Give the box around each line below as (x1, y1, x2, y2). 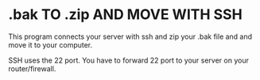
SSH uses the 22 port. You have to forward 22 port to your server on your (8, 55, 249, 65)
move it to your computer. (8, 40, 93, 49)
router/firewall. (8, 63, 56, 73)
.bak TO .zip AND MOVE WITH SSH (8, 6, 243, 24)
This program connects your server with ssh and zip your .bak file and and (8, 32, 253, 41)
